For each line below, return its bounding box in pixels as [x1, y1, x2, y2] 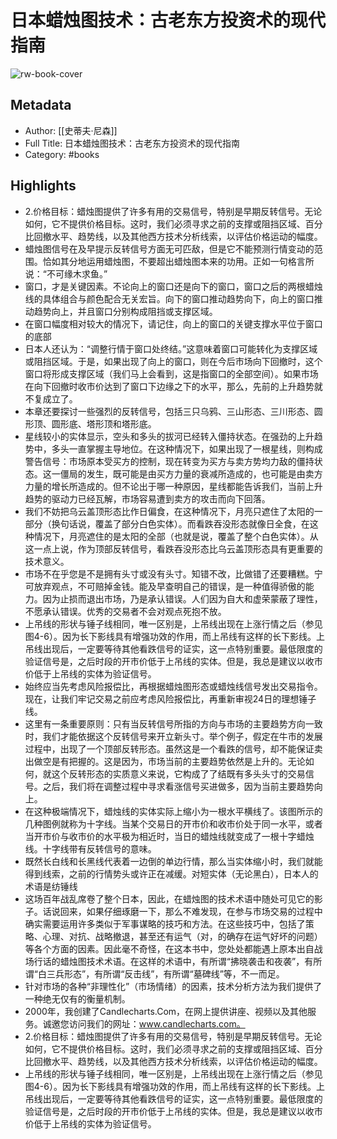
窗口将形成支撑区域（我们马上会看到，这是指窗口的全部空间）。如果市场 [24, 367, 319, 380]
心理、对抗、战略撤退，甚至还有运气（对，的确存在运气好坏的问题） [42, 930, 323, 942]
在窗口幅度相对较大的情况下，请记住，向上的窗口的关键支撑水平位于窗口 [24, 317, 323, 330]
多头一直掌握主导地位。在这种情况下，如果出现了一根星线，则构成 [51, 442, 323, 455]
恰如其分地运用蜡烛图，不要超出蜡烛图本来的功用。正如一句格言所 [42, 255, 315, 267]
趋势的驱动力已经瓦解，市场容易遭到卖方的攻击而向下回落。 [24, 492, 271, 505]
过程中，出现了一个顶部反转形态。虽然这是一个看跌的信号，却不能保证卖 [24, 742, 323, 755]
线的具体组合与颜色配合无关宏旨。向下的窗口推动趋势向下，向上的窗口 [24, 292, 315, 305]
